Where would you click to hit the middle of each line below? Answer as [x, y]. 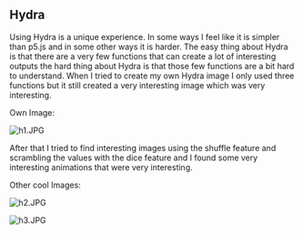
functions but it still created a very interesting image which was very [137, 85]
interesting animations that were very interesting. [101, 167]
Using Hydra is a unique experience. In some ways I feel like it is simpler [145, 36]
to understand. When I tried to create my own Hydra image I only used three [152, 76]
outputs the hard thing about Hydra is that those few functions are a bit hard [152, 66]
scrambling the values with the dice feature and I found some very [134, 158]
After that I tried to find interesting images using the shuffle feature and [143, 148]
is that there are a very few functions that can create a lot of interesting [143, 56]
